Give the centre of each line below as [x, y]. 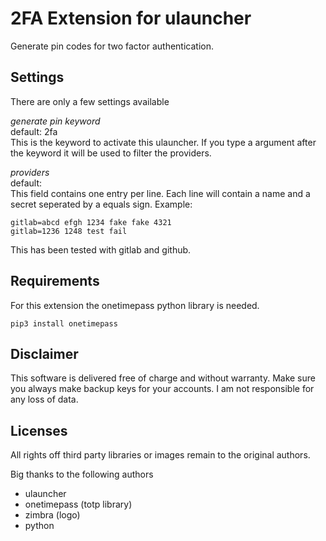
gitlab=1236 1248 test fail [69, 231]
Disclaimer [44, 353]
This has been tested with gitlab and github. [101, 249]
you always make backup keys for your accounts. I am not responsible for [162, 389]
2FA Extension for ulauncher [131, 18]
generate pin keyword [55, 121]
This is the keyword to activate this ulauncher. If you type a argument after [163, 142]
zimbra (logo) [52, 515]
